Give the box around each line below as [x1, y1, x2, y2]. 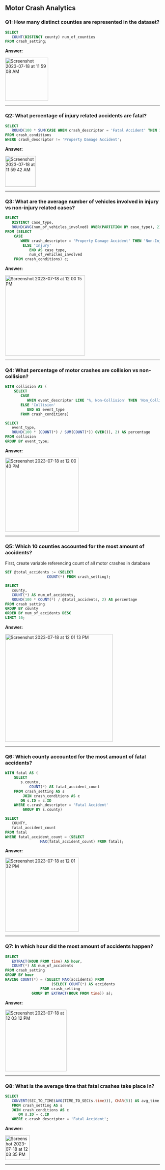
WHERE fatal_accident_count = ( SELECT [5, 835, 84, 839]
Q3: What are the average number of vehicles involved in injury [5, 198, 159, 205]
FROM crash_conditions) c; [14, 257, 69, 262]
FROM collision [5, 435, 36, 439]
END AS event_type [27, 407, 65, 412]
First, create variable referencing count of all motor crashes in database [5, 560, 150, 566]
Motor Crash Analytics [5, 4, 76, 12]
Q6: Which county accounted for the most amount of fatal [5, 753, 146, 760]
